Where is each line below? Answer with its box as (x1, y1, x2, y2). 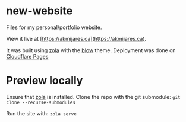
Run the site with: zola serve (6, 110, 77, 117)
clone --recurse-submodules (6, 99, 76, 105)
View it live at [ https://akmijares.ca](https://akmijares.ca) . (6, 35, 147, 42)
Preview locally (6, 74, 83, 87)
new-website (6, 4, 73, 18)
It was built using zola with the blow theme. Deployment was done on (6, 46, 176, 54)
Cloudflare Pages (6, 53, 49, 60)
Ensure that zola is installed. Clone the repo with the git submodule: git (6, 93, 181, 100)
